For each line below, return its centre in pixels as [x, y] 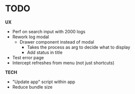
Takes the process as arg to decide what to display [79, 47]
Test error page [28, 57]
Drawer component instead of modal [57, 42]
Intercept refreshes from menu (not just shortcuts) [63, 63]
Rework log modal [31, 37]
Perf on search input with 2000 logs [49, 31]
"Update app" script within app [44, 82]
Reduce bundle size [32, 87]
